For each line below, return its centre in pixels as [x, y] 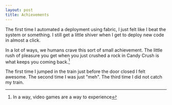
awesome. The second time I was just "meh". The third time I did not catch [84, 77]
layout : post [19, 10]
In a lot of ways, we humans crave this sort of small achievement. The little [84, 50]
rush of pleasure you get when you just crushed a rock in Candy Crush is [82, 55]
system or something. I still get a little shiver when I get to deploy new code [85, 35]
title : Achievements [27, 15]
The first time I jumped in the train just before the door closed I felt [76, 71]
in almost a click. [23, 40]
